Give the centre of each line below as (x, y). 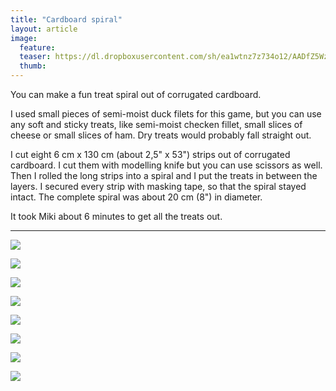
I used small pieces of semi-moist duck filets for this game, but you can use (166, 114)
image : (24, 38)
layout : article (44, 29)
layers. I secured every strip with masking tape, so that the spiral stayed (158, 186)
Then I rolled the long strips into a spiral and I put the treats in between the (164, 175)
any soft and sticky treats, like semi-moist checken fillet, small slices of (156, 124)
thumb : (33, 66)
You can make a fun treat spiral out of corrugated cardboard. (136, 94)
